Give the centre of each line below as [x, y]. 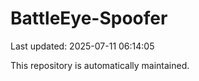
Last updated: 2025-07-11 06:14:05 [82, 46]
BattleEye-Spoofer [89, 18]
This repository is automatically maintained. [100, 65]
